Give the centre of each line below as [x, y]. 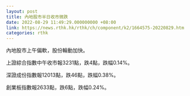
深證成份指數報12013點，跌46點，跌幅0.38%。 [63, 75]
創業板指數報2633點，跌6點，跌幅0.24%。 [58, 87]
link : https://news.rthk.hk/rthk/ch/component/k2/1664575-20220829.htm [95, 28]
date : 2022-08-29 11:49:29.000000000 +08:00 [61, 22]
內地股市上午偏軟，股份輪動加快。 [47, 51]
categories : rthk [27, 33]
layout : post [22, 11]
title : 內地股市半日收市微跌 [37, 17]
